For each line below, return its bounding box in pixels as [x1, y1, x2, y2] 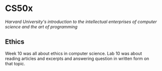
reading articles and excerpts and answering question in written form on [5, 56, 149, 61]
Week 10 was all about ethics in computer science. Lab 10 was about [5, 50, 142, 56]
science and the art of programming [5, 24, 78, 29]
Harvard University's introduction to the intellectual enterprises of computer [5, 19, 157, 24]
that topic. [5, 60, 26, 66]
